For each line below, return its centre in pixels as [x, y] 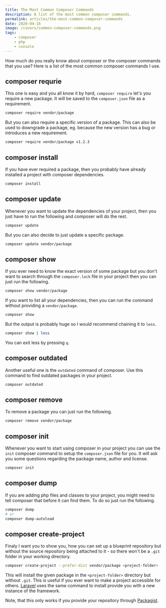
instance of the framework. [33, 591]
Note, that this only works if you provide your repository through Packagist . [82, 601]
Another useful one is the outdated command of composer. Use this [74, 370]
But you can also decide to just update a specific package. [65, 235]
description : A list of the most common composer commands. [69, 14]
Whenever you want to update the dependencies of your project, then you [81, 211]
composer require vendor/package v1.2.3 [48, 142]
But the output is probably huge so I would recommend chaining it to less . [81, 324]
